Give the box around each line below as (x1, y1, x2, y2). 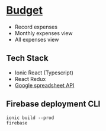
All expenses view (14, 36, 59, 43)
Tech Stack (6, 53, 49, 63)
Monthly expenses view (14, 29, 73, 36)
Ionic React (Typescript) (14, 69, 74, 76)
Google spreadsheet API (14, 82, 75, 89)
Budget (6, 4, 43, 17)
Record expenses (14, 23, 58, 30)
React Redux (14, 75, 46, 82)
